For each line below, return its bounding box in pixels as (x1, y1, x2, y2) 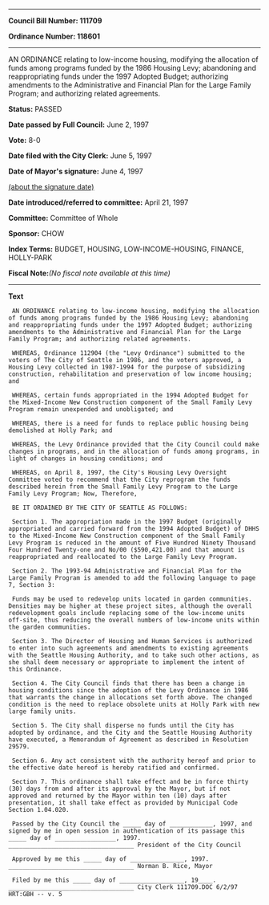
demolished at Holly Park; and (8, 426, 113, 434)
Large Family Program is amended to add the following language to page (8, 574, 256, 582)
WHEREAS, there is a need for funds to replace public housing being (11, 419, 249, 427)
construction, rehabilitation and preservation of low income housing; (8, 370, 252, 378)
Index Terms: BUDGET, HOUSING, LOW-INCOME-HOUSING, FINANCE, (8, 244, 244, 254)
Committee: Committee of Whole (8, 214, 118, 222)
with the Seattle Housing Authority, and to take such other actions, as (8, 651, 260, 659)
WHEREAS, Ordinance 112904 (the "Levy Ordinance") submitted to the (11, 349, 246, 357)
